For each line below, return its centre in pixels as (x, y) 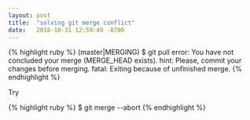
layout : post (29, 15)
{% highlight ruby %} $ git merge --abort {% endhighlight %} (107, 107)
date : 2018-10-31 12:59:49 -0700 (66, 30)
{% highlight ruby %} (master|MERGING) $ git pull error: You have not (121, 53)
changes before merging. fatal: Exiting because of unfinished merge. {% (125, 69)
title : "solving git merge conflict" (72, 23)
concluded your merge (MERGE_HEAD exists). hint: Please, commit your (125, 60)
